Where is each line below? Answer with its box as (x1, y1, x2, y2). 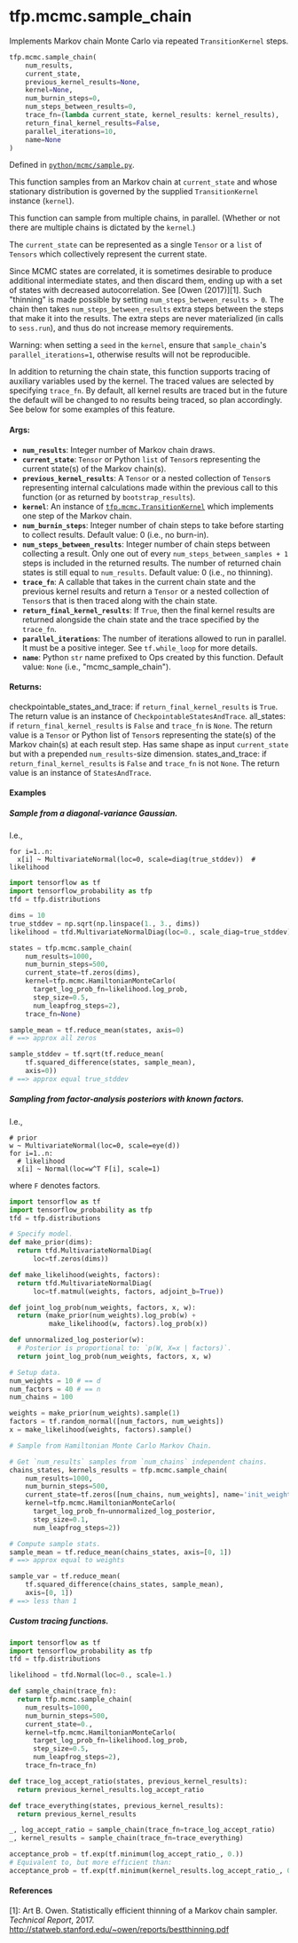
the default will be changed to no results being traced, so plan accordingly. (9, 395, 283, 406)
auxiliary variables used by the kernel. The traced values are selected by (9, 375, 275, 387)
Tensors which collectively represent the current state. (9, 249, 208, 259)
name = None (25, 135, 62, 144)
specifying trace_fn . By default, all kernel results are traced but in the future (9, 385, 288, 396)
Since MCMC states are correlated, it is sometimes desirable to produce (9, 266, 272, 277)
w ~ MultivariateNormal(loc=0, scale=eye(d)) (9, 1141, 180, 1150)
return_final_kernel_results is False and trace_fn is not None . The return (9, 757, 280, 769)
